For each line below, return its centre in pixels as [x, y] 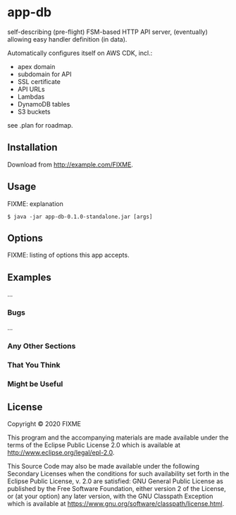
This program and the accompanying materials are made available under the [118, 437]
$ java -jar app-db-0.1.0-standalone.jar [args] [80, 217]
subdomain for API [44, 74]
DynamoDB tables [44, 104]
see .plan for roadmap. [40, 125]
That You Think [34, 365]
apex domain [36, 66]
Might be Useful [35, 384]
